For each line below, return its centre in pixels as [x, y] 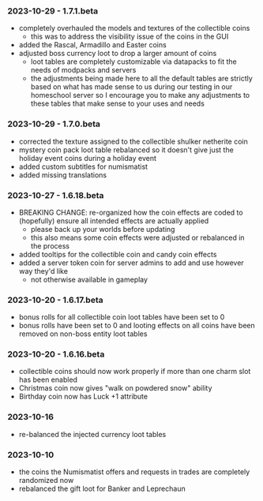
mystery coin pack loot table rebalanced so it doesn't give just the [126, 150]
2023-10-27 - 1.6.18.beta [56, 195]
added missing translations [63, 174]
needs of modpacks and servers [83, 70]
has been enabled [48, 379]
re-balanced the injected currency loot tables [92, 434]
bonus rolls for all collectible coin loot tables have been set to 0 [122, 317]
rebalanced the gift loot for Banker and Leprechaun [102, 489]
